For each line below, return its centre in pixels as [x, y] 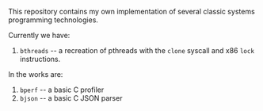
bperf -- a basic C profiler [62, 90]
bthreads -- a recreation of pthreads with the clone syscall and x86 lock [137, 50]
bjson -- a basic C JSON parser [71, 98]
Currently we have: [39, 35]
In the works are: [36, 74]
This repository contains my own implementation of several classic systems [131, 11]
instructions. [40, 59]
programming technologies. [53, 20]
